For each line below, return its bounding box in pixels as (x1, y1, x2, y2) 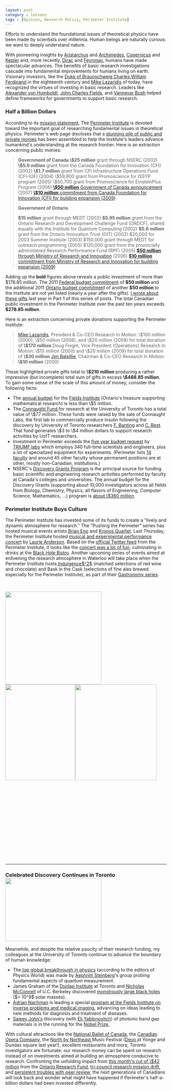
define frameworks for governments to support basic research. (5, 95, 138, 101)
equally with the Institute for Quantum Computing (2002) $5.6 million (17, 226, 165, 232)
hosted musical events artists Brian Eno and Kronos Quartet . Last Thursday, (5, 528, 165, 534)
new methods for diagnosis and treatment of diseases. (12, 1010, 128, 1016)
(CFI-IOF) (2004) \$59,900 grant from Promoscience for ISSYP (17, 173, 151, 179)
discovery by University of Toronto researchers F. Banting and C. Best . (12, 422, 162, 428)
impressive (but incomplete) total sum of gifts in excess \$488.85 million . (5, 374, 161, 380)
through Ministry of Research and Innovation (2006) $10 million (17, 253, 153, 259)
